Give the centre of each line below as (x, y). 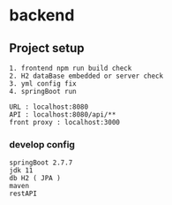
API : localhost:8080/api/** (63, 115)
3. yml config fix (43, 84)
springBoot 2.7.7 (41, 163)
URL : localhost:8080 (49, 107)
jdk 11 (21, 171)
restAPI (23, 194)
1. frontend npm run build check (71, 68)
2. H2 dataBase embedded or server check (86, 76)
